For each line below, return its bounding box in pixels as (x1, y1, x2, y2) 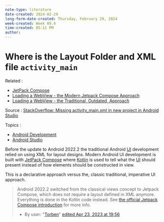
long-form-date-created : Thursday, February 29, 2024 (5, 16, 118, 21)
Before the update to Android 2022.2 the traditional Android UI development (5, 146, 159, 152)
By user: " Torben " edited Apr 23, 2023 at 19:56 (24, 211, 120, 217)
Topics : (5, 122, 21, 128)
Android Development (12, 131, 57, 138)
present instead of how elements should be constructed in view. (5, 162, 135, 167)
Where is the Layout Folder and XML (5, 51, 156, 62)
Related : (5, 78, 23, 83)
